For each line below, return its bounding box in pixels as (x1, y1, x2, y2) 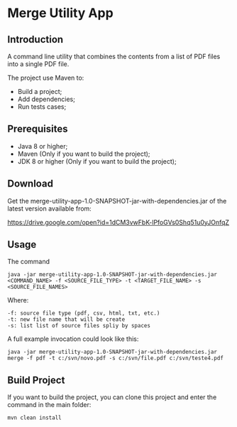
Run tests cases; (17, 102, 67, 111)
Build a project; (17, 88, 62, 95)
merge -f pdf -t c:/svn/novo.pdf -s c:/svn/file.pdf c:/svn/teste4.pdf (7, 354, 224, 362)
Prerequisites (7, 123, 68, 135)
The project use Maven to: (7, 73, 84, 82)
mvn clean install (7, 414, 62, 421)
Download (7, 178, 53, 190)
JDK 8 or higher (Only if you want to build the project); (17, 157, 177, 165)
